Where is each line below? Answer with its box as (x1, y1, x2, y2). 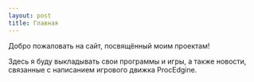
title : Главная (8, 19, 59, 27)
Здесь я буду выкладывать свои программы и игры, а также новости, (8, 57, 247, 66)
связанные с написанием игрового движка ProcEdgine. (8, 64, 197, 74)
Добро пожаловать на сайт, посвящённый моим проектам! (8, 41, 210, 50)
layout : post (8, 11, 52, 20)
